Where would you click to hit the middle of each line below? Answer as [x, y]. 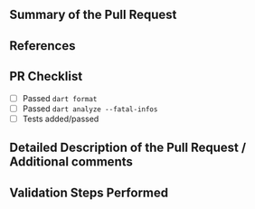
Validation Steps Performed [89, 192]
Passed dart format [60, 98]
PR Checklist [46, 76]
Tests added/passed [61, 119]
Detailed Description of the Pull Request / [128, 148]
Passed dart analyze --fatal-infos [90, 109]
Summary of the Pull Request [93, 15]
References [42, 46]
